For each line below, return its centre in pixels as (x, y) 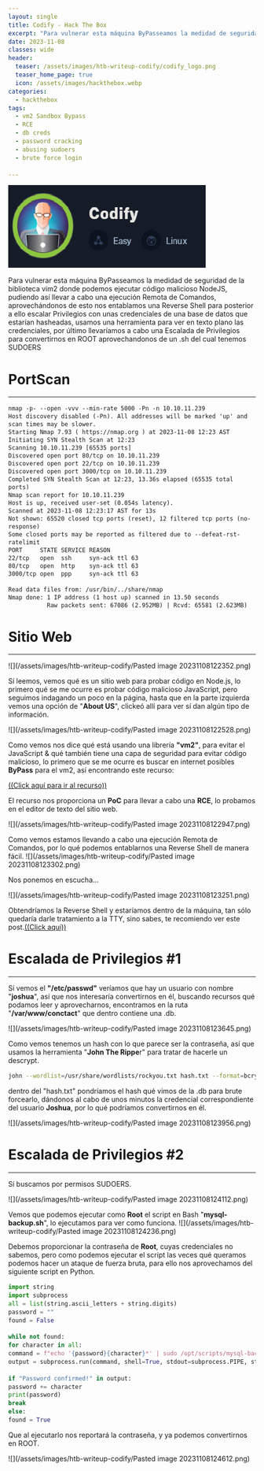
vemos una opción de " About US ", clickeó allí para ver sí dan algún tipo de (129, 706)
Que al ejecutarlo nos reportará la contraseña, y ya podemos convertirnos (128, 1435)
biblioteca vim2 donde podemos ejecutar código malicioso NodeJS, (118, 289)
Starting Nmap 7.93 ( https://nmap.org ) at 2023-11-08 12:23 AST (119, 432)
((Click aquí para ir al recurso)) (58, 786)
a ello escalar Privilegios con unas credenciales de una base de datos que (128, 314)
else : (17, 1412)
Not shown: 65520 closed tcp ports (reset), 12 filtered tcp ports (121, 519)
